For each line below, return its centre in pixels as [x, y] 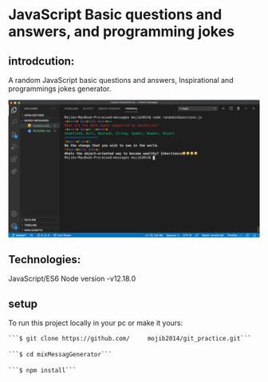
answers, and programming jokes [122, 32]
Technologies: [45, 260]
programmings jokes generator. [60, 89]
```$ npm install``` [43, 371]
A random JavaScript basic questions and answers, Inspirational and [121, 80]
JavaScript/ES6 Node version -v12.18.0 [72, 279]
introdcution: [41, 61]
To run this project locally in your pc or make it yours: [96, 323]
